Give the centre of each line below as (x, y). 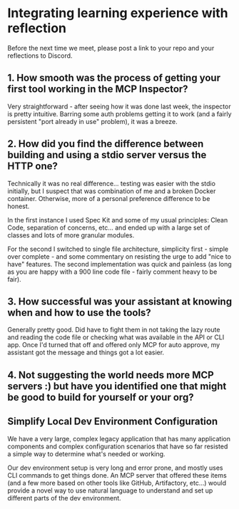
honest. (19, 206)
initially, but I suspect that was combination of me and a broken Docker (112, 191)
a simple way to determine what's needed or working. (86, 453)
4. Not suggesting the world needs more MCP (111, 375)
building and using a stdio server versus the (107, 155)
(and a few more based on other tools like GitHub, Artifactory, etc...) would (117, 483)
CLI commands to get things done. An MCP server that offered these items (117, 475)
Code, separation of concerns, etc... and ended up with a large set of (109, 227)
